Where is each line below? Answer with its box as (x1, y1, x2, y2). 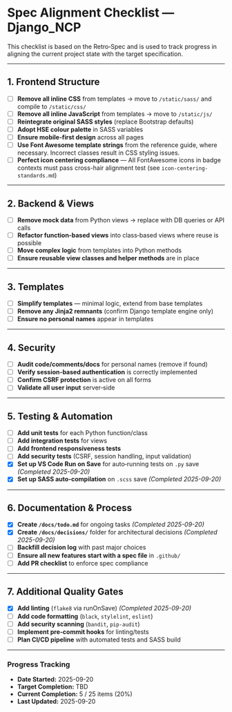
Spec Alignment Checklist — (7, 5, 175, 21)
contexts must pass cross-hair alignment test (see (17, 164, 160, 172)
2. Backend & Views (7, 198, 95, 209)
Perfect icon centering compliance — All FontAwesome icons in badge (17, 156, 221, 164)
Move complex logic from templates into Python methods (17, 247, 182, 255)
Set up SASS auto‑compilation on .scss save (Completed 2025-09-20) (17, 475, 222, 483)
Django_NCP (7, 19, 81, 35)
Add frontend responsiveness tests (17, 444, 122, 453)
